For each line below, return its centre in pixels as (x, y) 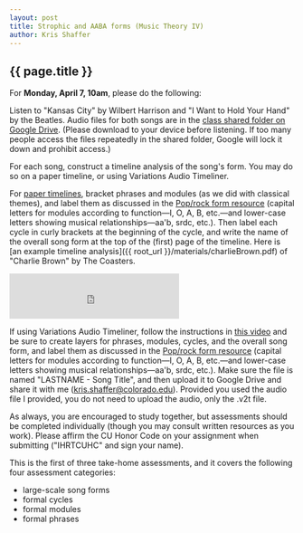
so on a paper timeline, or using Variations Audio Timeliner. (119, 176)
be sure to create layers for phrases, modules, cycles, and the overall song (148, 341)
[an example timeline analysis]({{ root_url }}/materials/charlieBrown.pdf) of (148, 252)
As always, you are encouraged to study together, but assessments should (148, 416)
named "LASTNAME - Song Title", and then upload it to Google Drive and (146, 380)
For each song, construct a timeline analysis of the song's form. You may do (151, 167)
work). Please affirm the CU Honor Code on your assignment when (134, 436)
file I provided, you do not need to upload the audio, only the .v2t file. (138, 399)
